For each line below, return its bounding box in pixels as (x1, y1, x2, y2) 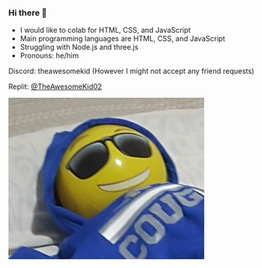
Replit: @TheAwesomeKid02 (8, 82, 103, 91)
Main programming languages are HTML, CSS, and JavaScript (19, 34, 226, 43)
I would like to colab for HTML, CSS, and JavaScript (19, 26, 191, 35)
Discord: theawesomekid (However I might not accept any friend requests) (8, 66, 255, 76)
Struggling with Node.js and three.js (19, 42, 139, 52)
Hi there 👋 (8, 7, 48, 18)
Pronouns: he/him (19, 51, 79, 61)
